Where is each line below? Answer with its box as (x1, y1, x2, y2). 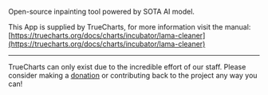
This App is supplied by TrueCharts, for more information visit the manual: (8, 22, 251, 31)
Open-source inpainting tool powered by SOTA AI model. (8, 7, 195, 16)
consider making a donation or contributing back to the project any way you (8, 71, 258, 80)
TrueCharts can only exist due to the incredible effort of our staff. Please (8, 62, 246, 71)
